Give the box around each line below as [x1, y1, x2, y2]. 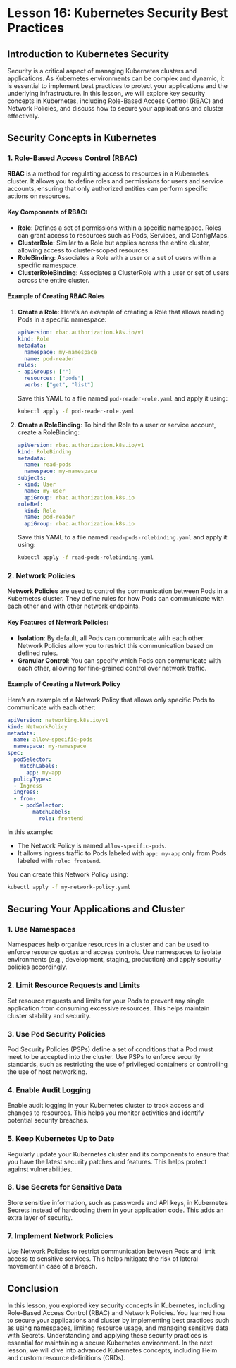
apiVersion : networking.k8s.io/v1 [7, 716, 109, 723]
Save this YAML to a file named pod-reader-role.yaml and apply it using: [17, 393, 228, 403]
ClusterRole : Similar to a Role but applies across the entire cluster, [17, 238, 211, 247]
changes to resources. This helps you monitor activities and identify [7, 1109, 204, 1117]
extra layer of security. [7, 1213, 73, 1221]
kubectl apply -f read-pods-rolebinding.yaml [17, 554, 154, 561]
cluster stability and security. [7, 1011, 92, 1020]
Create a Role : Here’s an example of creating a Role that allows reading [17, 308, 224, 317]
